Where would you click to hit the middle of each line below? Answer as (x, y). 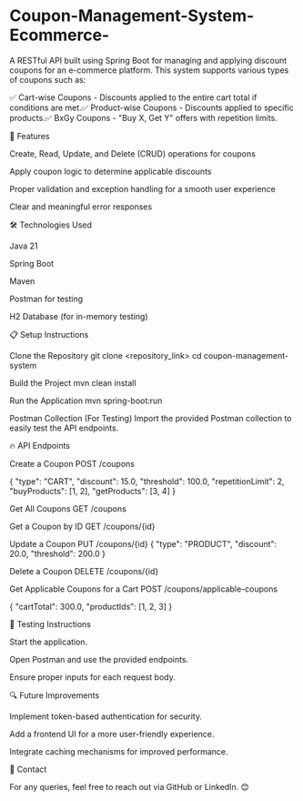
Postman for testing (46, 299)
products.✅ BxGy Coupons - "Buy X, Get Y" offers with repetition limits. (143, 117)
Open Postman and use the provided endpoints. (99, 659)
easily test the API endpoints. (64, 428)
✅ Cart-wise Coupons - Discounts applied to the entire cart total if (133, 97)
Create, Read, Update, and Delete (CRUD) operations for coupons (133, 153)
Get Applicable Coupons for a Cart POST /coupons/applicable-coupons (144, 589)
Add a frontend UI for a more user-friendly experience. (112, 734)
